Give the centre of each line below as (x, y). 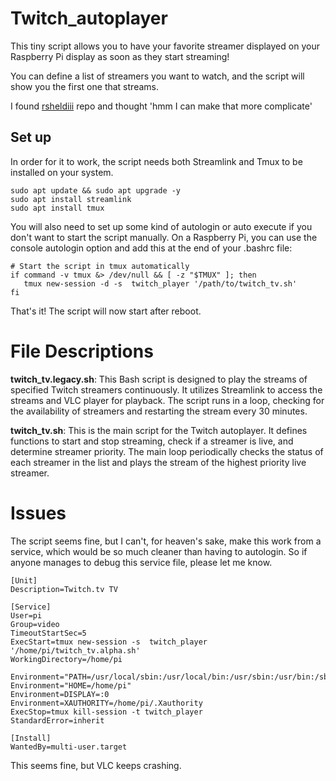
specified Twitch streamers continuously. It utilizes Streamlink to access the (166, 389)
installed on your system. (62, 172)
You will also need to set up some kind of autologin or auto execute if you (161, 226)
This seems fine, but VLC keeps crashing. (96, 765)
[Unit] (24, 580)
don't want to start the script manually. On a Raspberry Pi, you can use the (164, 237)
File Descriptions (82, 351)
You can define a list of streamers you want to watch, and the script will (157, 76)
